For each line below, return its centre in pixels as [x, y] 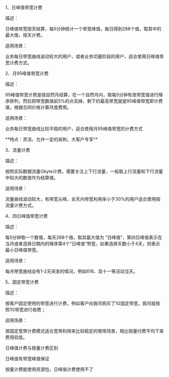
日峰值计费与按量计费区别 [32, 348]
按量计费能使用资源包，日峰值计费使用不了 [49, 369]
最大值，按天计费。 [25, 35]
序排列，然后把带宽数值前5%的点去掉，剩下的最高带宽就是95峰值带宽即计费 [84, 101]
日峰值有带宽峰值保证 [27, 359]
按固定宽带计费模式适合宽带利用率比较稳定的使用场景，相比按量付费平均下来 [84, 331]
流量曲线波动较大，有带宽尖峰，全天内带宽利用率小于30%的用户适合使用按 [83, 199]
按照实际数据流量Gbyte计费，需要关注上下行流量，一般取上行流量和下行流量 [84, 171]
